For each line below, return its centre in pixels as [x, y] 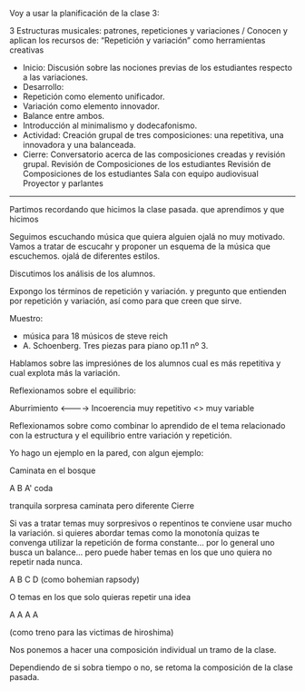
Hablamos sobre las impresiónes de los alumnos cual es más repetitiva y [145, 363]
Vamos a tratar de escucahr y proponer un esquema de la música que [140, 246]
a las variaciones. [55, 77]
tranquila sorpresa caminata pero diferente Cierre [102, 506]
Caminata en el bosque [53, 470]
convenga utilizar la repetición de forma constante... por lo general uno [142, 543]
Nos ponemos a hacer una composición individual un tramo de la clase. [143, 650]
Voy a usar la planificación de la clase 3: [84, 13]
